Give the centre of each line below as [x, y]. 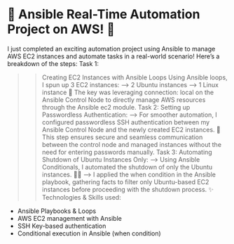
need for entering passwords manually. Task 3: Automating [127, 152]
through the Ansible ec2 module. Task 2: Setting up [116, 107]
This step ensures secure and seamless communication [122, 137]
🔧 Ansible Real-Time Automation [104, 14]
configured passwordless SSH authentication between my [126, 122]
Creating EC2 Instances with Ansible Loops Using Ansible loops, [135, 77]
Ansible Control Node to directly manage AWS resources [124, 99]
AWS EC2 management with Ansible [70, 218]
